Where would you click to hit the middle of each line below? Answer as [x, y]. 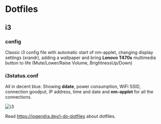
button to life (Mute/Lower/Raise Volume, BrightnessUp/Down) [69, 62]
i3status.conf [22, 75]
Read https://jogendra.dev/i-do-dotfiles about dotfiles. [60, 116]
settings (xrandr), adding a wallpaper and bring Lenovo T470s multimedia [80, 58]
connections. [19, 97]
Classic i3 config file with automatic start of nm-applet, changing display [79, 52]
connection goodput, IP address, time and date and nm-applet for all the [79, 92]
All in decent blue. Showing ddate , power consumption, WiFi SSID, [73, 87]
